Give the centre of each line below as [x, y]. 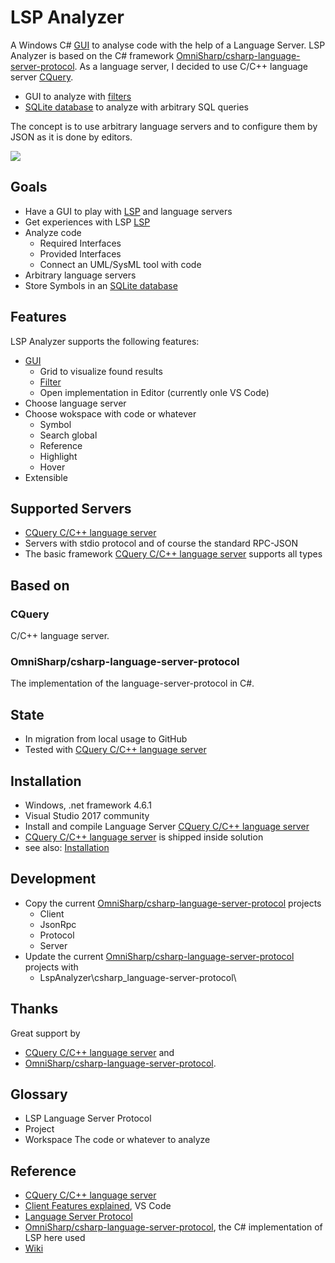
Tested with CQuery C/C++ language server [115, 750]
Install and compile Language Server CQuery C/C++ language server [167, 826]
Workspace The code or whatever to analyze [117, 1140]
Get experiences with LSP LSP [87, 222]
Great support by [45, 1033]
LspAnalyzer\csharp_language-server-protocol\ [138, 977]
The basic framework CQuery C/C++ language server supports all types [173, 554]
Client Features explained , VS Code [98, 1206]
